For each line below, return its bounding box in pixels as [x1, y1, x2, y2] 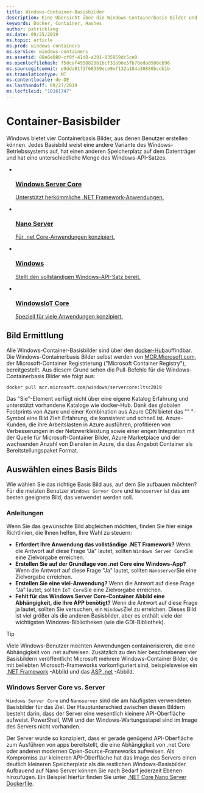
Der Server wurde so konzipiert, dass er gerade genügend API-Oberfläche [6, 735, 194, 742]
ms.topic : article [6, 37, 53, 43]
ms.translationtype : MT [6, 71, 67, 77]
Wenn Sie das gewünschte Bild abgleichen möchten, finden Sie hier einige [6, 522, 193, 530]
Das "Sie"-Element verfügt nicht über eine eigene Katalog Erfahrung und [6, 395, 189, 402]
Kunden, [6, 421, 27, 428]
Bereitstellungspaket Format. [6, 446, 79, 454]
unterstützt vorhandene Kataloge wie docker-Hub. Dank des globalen [6, 401, 181, 409]
